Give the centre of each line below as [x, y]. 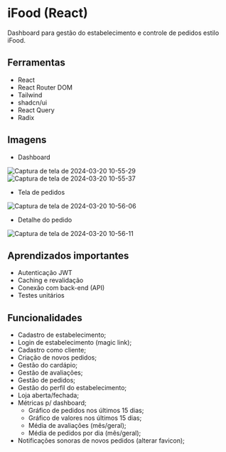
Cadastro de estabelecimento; [62, 335]
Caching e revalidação [50, 280]
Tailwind [30, 95]
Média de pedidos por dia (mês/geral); [85, 433]
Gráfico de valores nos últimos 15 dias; [85, 418]
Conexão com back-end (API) [61, 288]
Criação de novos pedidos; [57, 357]
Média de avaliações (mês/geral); [77, 426]
